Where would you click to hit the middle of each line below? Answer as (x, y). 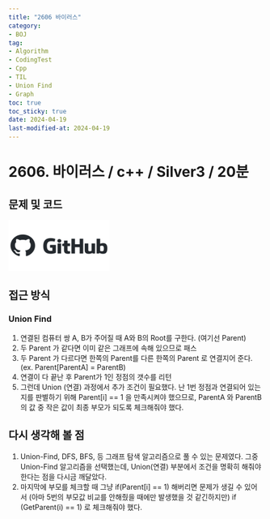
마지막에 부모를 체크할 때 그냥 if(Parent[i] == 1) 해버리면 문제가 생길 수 (131, 487)
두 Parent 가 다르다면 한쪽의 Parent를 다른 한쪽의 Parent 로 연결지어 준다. (136, 358)
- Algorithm (28, 51)
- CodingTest (30, 60)
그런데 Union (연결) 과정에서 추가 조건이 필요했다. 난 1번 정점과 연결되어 (133, 387)
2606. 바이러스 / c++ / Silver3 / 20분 (129, 172)
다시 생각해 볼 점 (46, 435)
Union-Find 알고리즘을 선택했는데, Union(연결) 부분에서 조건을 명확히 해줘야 (141, 466)
